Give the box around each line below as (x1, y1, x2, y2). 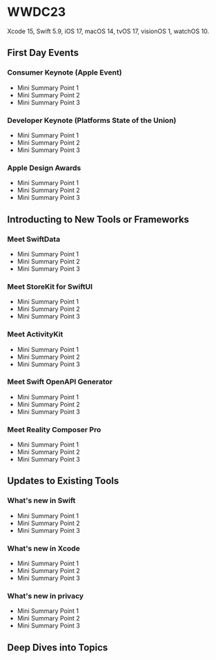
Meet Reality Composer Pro (7, 424, 101, 434)
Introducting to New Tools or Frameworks (7, 214, 190, 225)
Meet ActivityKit (7, 330, 63, 339)
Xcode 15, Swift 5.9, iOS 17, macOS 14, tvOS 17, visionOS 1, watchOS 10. (7, 27, 209, 35)
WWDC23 (7, 4, 66, 20)
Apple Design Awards (7, 163, 81, 173)
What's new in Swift (7, 496, 76, 505)
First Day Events (7, 47, 79, 59)
